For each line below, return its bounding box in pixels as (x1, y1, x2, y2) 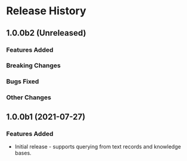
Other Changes (6, 93, 52, 102)
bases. (14, 149, 32, 156)
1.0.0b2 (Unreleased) (6, 28, 86, 38)
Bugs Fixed (6, 77, 39, 86)
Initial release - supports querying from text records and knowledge (14, 143, 182, 150)
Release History (6, 4, 86, 18)
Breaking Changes (6, 61, 61, 70)
